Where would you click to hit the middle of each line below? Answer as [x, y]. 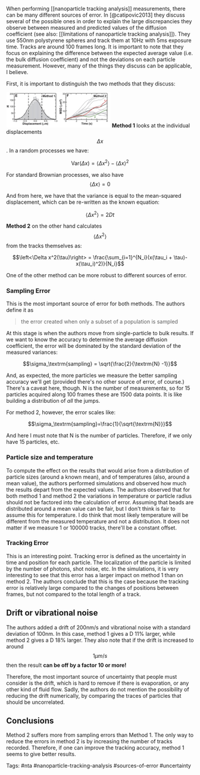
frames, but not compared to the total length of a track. [74, 594]
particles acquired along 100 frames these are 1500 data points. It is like [94, 394]
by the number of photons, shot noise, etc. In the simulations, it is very [93, 569]
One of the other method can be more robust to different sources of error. [97, 275]
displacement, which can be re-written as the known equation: [83, 202]
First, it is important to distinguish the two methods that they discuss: [91, 84]
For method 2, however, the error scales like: [61, 412]
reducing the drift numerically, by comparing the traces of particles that [94, 696]
